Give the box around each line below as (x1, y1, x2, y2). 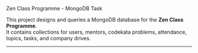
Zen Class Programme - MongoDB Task (6, 5, 103, 12)
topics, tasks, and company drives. (6, 35, 91, 41)
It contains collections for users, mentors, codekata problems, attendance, (6, 29, 187, 36)
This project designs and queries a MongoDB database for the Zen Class (6, 16, 184, 23)
